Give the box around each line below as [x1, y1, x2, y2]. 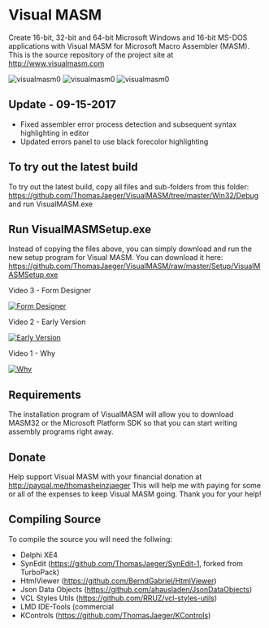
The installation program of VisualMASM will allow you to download [8, 409, 234, 419]
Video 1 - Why [8, 349, 55, 358]
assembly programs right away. [8, 427, 114, 436]
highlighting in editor [20, 128, 89, 137]
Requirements [8, 388, 81, 401]
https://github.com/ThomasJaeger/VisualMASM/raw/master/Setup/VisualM [8, 262, 261, 271]
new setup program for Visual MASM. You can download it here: [8, 253, 223, 262]
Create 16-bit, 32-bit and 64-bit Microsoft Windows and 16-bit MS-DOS [8, 32, 248, 42]
